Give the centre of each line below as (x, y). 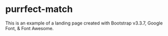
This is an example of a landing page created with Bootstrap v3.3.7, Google (84, 23)
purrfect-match (39, 9)
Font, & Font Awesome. (30, 28)
